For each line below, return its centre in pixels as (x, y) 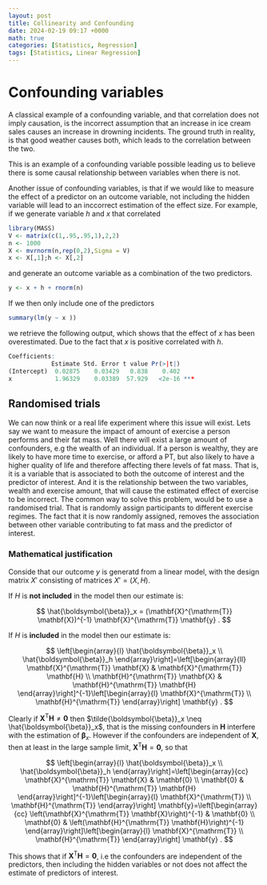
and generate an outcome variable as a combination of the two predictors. (131, 274)
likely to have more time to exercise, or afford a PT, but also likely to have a (132, 457)
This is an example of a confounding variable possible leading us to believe (132, 164)
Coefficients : (32, 357)
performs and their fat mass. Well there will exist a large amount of (118, 440)
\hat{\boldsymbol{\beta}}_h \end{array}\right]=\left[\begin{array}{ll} (134, 659)
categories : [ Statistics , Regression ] (73, 46)
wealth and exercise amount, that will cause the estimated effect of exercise (133, 491)
